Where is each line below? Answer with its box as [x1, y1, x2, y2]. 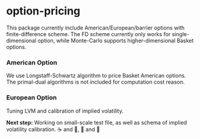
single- [172, 30, 190, 37]
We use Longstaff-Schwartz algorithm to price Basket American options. [6, 72, 187, 79]
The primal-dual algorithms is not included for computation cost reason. [6, 78, 185, 85]
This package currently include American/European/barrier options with [6, 24, 185, 31]
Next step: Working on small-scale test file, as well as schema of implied [6, 119, 187, 126]
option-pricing [6, 4, 81, 18]
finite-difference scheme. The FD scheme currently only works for [6, 30, 171, 37]
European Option [6, 93, 57, 102]
